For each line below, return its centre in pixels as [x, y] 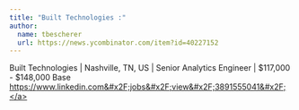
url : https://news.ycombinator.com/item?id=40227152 [118, 42]
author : [24, 26]
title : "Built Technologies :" [68, 17]
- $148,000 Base [40, 78]
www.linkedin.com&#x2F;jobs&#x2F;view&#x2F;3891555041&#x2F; [161, 87]
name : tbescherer [50, 34]
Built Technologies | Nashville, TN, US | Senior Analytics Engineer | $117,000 [150, 68]
